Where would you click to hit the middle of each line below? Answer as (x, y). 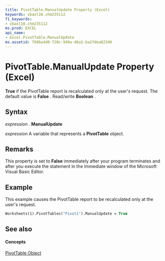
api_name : (15, 33)
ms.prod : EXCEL (21, 28)
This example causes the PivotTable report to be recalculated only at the (79, 199)
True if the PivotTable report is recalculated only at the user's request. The (82, 91)
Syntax (16, 112)
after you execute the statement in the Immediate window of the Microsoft (81, 167)
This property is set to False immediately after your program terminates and (83, 161)
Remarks (19, 149)
